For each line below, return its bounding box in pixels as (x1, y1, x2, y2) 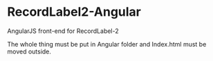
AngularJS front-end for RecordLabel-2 (7, 27, 119, 35)
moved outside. (7, 47, 52, 56)
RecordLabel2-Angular (7, 4, 142, 20)
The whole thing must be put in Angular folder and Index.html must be (7, 40, 207, 48)
